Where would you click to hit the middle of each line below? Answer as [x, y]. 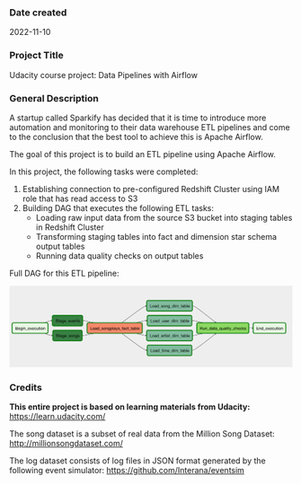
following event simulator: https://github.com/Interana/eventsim [127, 471]
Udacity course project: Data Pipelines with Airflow [103, 75]
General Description [54, 98]
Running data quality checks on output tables [120, 255]
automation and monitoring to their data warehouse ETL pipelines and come [150, 127]
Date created [38, 13]
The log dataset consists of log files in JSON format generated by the [138, 461]
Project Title [37, 56]
